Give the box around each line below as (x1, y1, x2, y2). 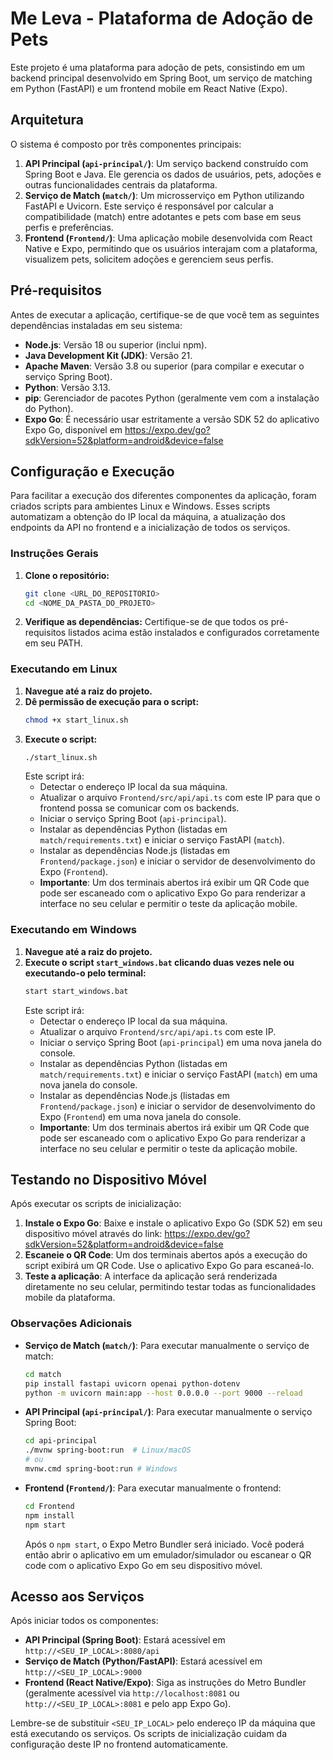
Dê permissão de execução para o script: (24, 695, 200, 707)
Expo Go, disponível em (24, 423, 123, 436)
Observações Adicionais (10, 1317, 133, 1331)
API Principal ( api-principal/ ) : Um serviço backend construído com (24, 157, 309, 169)
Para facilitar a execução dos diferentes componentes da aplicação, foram (10, 490, 317, 502)
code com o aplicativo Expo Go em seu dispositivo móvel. (24, 1559, 263, 1571)
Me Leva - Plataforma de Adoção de (10, 7, 314, 30)
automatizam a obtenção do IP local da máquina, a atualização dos (10, 511, 286, 523)
